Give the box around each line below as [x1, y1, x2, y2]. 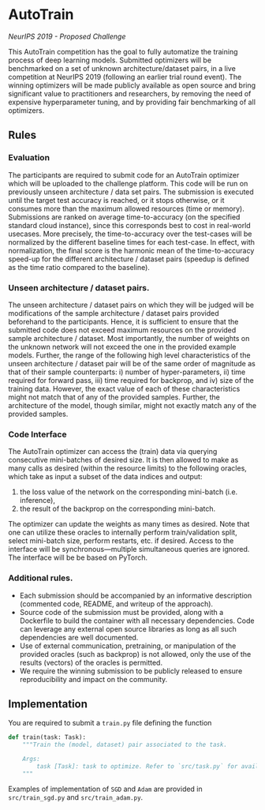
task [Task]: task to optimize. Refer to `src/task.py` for [36, 762, 238, 771]
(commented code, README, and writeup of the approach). [19, 598, 214, 609]
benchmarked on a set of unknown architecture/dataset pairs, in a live [8, 63, 237, 73]
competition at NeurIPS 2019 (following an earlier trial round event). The [8, 72, 242, 81]
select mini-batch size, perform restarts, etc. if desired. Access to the [8, 536, 234, 546]
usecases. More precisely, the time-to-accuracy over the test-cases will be [8, 229, 252, 238]
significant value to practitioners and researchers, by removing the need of [8, 88, 252, 98]
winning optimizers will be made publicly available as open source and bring [8, 81, 256, 90]
